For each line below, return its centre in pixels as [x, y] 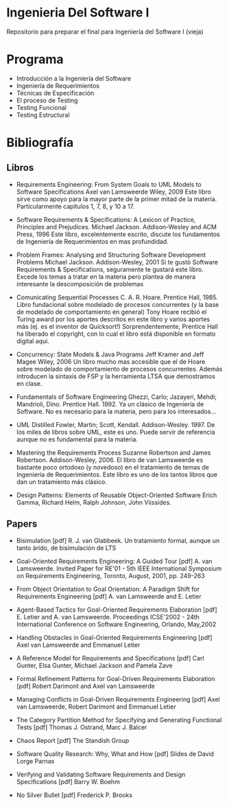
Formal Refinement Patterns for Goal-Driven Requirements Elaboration [116, 678]
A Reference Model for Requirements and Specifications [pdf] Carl [110, 658]
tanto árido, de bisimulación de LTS [66, 548]
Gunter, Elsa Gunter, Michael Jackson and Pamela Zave [94, 665]
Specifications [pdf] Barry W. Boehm [68, 781]
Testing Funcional [41, 107]
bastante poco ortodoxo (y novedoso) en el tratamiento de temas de [113, 467]
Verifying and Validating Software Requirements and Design [101, 774]
